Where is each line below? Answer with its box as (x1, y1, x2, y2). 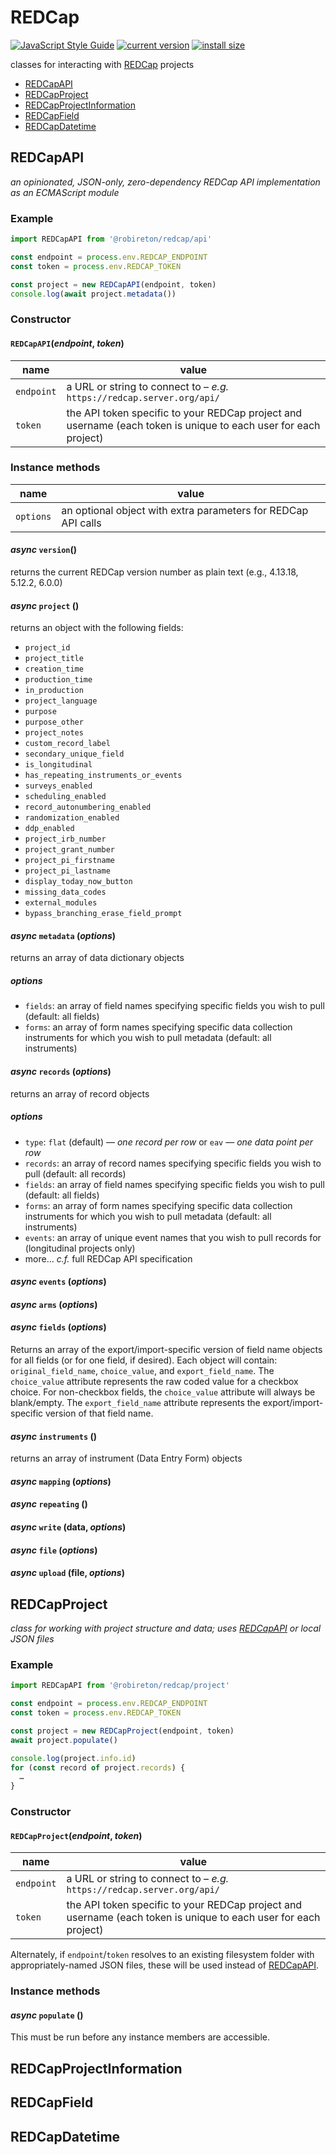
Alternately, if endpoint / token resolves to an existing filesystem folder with (10, 1949, 315, 1961)
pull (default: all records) (24, 1167, 127, 1180)
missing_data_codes (24, 887, 107, 898)
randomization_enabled (24, 813, 120, 823)
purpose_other (24, 717, 84, 728)
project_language (24, 696, 98, 706)
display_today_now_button (24, 877, 133, 887)
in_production (24, 686, 84, 696)
